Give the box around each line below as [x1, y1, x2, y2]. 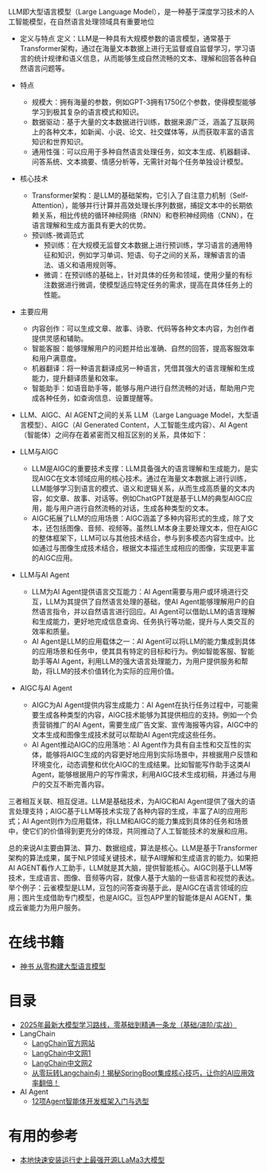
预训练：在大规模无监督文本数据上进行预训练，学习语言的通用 [43, 241, 246, 249]
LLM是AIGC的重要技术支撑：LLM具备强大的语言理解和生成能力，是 [31, 464, 252, 473]
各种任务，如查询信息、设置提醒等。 [38, 393, 157, 403]
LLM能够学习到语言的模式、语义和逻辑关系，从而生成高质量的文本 [31, 484, 249, 493]
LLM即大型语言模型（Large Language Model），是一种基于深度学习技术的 [8, 7, 248, 16]
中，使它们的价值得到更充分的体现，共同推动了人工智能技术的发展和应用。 [8, 826, 252, 836]
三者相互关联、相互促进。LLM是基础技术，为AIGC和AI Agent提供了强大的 [8, 797, 249, 806]
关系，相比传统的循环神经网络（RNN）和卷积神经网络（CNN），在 [38, 211, 254, 220]
